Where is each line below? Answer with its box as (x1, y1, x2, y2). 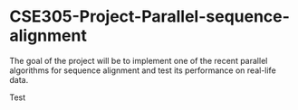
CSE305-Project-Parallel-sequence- (9, 6, 290, 27)
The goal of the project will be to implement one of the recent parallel (9, 55, 268, 66)
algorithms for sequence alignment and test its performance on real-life (9, 65, 276, 76)
